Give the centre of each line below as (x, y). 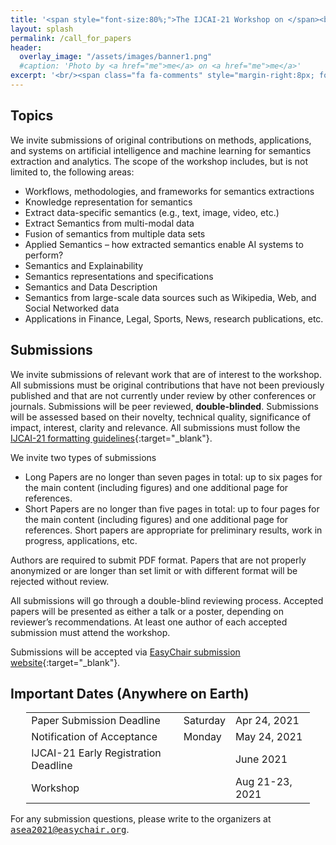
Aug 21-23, (263, 782)
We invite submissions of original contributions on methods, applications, (161, 140)
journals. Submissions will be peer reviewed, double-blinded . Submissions (164, 406)
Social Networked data (72, 308)
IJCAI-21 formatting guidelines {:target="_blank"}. (111, 438)
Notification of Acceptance (94, 737)
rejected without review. (60, 581)
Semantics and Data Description (91, 287)
